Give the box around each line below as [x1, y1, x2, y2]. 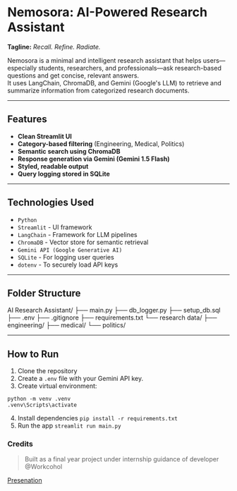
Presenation [7, 476, 42, 485]
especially [7, 63, 37, 72]
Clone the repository [17, 367, 78, 375]
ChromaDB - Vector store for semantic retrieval [17, 238, 149, 246]
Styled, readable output [17, 162, 89, 170]
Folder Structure [7, 287, 81, 299]
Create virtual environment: [17, 382, 97, 390]
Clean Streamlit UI [17, 132, 72, 140]
